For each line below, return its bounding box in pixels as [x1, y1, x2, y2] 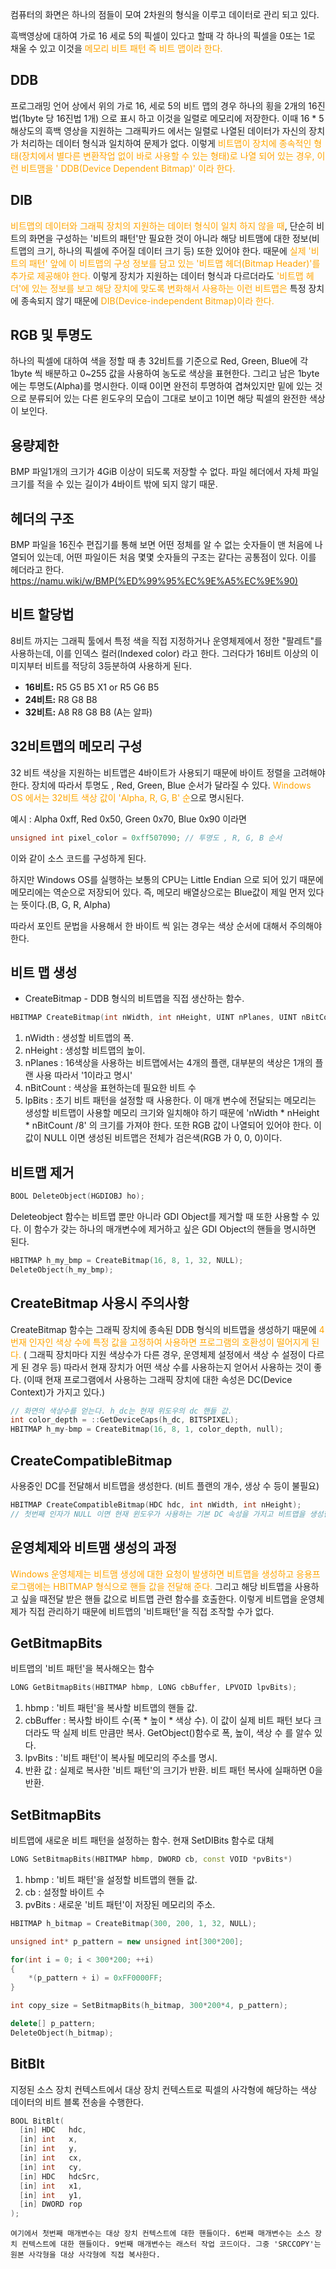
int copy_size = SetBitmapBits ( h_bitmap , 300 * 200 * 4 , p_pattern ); [10, 2001, 289, 2011]
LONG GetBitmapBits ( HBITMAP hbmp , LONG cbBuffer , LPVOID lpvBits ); [10, 1683, 298, 1693]
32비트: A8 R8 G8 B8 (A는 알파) [24, 706, 153, 718]
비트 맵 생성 [10, 964, 78, 981]
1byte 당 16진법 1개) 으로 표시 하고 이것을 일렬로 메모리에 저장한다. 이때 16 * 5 [21, 112, 325, 124]
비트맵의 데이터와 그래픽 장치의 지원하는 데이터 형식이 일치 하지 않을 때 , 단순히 [10, 219, 315, 232]
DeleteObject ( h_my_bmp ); [10, 1264, 114, 1275]
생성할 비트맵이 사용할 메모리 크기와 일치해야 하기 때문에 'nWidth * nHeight [24, 1107, 320, 1119]
